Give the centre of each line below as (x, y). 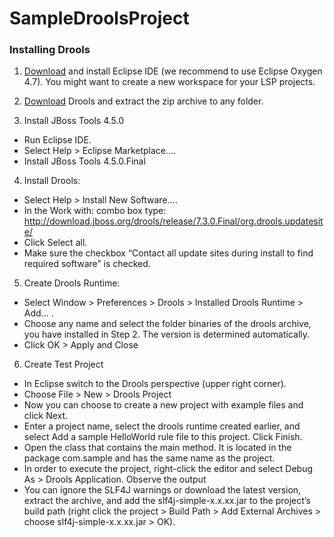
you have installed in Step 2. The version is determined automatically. (167, 334)
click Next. (46, 416)
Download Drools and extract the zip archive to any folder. (143, 101)
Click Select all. (55, 243)
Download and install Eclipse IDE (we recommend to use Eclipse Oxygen (173, 71)
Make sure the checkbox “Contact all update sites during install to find (168, 253)
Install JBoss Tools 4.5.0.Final (84, 161)
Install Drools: (52, 181)
